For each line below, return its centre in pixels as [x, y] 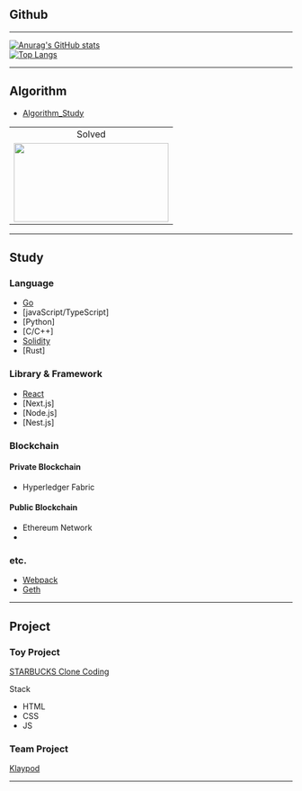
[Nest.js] [38, 422]
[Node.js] [40, 412]
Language [32, 283]
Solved [91, 134]
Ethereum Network [57, 527]
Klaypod [25, 769]
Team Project [39, 749]
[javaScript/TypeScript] [66, 312]
